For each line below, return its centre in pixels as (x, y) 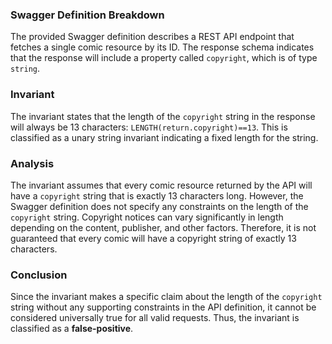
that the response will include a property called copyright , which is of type (164, 58)
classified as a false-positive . (72, 329)
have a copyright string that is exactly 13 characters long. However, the (157, 195)
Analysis (32, 163)
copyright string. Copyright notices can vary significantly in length (147, 217)
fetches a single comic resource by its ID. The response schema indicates (162, 47)
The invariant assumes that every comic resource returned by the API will (161, 185)
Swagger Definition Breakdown (87, 15)
